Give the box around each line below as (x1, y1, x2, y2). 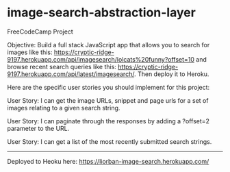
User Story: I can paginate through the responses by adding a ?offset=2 (7, 116, 210, 125)
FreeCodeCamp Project (7, 27, 73, 36)
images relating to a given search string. (7, 103, 120, 112)
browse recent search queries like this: (7, 62, 116, 71)
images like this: (7, 48, 53, 56)
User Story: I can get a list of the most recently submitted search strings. (7, 137, 212, 145)
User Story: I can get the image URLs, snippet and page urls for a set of (7, 96, 209, 104)
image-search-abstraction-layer (7, 5, 196, 21)
